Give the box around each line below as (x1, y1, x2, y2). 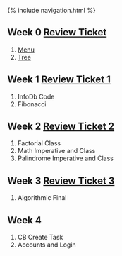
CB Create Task (17, 233, 63, 242)
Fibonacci (17, 99, 47, 108)
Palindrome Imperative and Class (17, 154, 114, 162)
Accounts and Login (17, 240, 76, 249)
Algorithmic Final (17, 194, 67, 202)
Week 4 (7, 214, 42, 226)
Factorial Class (17, 139, 61, 148)
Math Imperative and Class (17, 147, 96, 155)
